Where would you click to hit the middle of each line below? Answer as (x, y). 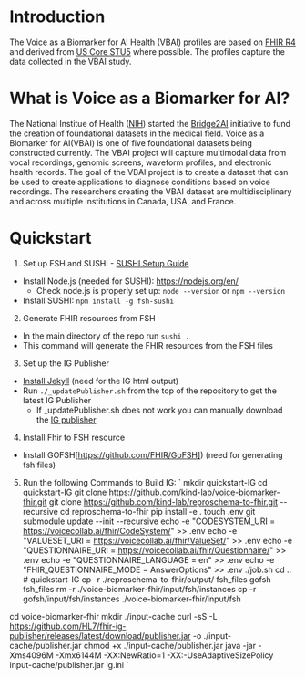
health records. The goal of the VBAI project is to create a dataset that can (149, 172)
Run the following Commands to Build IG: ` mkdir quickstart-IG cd (145, 482)
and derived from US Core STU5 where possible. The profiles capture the (147, 51)
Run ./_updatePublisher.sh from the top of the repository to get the (150, 391)
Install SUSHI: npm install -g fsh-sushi (98, 300)
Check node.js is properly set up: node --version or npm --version (160, 290)
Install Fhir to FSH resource (74, 437)
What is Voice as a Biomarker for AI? (150, 99)
